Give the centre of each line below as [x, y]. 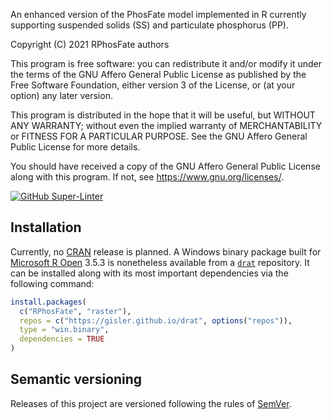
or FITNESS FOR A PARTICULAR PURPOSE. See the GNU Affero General [159, 136]
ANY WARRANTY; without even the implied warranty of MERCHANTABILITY [166, 125]
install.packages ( [48, 302]
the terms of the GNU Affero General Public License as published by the [158, 74]
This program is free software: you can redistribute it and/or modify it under [166, 63]
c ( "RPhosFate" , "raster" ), [75, 311]
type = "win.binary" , [64, 330]
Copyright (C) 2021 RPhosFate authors [90, 44]
